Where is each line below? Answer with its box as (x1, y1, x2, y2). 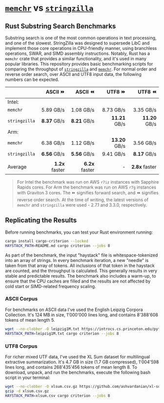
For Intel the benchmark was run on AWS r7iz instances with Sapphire (17, 179, 159, 185)
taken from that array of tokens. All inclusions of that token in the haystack (5, 262, 155, 268)
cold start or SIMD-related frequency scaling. (5, 283, 96, 289)
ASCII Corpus (5, 295, 38, 302)
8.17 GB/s (133, 151, 157, 157)
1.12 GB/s (71, 140, 95, 146)
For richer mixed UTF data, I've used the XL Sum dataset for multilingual (5, 354, 150, 359)
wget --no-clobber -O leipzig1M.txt (5, 326, 80, 332)
